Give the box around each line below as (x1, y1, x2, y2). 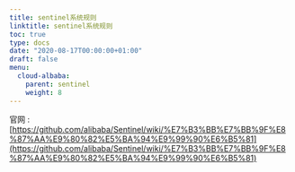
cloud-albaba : (17, 72, 70, 81)
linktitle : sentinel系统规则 (9, 21, 113, 30)
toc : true (9, 30, 47, 39)
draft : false (9, 55, 58, 64)
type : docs (9, 38, 50, 47)
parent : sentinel (25, 80, 91, 89)
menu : (9, 64, 30, 73)
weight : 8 (25, 88, 63, 97)
